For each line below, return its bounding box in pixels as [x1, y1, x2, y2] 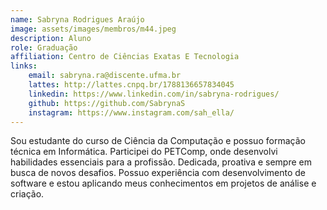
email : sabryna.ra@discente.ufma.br [28, 71, 182, 81]
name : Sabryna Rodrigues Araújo [10, 14, 145, 25]
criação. [10, 188, 45, 200]
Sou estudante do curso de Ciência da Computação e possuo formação [10, 135, 306, 147]
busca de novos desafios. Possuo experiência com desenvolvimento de [10, 167, 307, 179]
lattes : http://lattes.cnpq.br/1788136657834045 [28, 80, 235, 90]
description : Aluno [10, 33, 92, 43]
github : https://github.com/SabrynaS [28, 98, 186, 108]
